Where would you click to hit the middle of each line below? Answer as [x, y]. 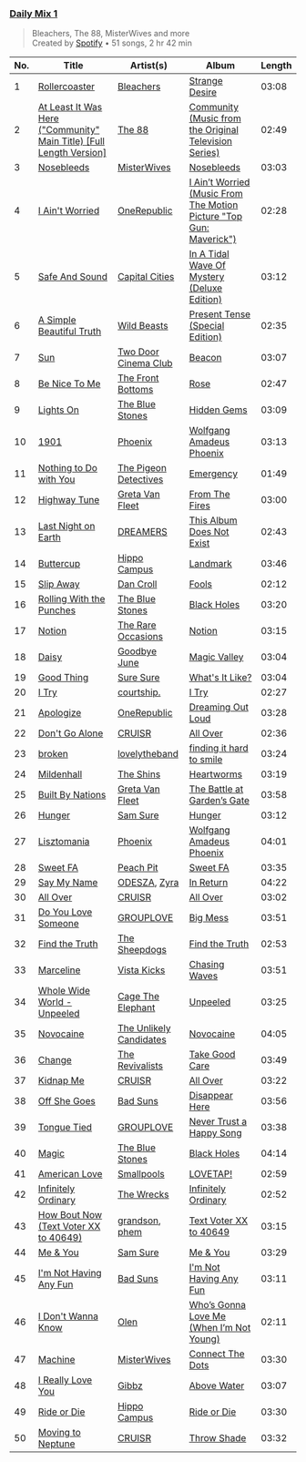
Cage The [138, 997]
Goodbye [137, 651]
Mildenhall [60, 774]
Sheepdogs [142, 950]
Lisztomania [64, 842]
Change [55, 1060]
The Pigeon [142, 468]
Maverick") [213, 240]
